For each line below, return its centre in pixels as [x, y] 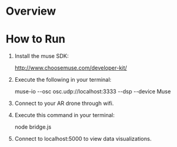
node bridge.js [33, 127]
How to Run [36, 39]
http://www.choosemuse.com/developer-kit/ [71, 68]
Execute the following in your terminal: [63, 80]
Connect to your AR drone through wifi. [64, 103]
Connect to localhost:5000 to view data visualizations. [83, 139]
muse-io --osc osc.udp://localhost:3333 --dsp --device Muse [92, 91]
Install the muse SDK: [41, 56]
